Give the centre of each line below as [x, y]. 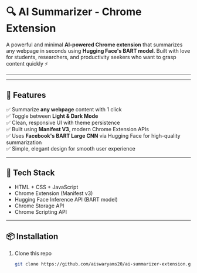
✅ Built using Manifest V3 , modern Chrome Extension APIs [78, 129]
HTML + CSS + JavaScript [46, 187]
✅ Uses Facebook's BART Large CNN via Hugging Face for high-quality [93, 135]
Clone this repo [33, 254]
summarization [24, 142]
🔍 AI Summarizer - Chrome [74, 12]
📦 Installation [32, 236]
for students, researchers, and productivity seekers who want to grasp [91, 57]
